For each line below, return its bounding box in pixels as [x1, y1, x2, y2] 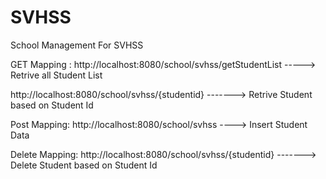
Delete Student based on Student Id [10, 159, 158, 171]
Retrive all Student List [10, 69, 103, 81]
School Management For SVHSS [10, 39, 144, 51]
